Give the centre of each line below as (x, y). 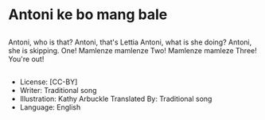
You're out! (26, 59)
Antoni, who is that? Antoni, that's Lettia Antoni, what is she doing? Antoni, (130, 42)
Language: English (50, 107)
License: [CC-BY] (49, 82)
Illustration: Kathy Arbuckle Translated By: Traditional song (116, 99)
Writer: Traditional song (58, 90)
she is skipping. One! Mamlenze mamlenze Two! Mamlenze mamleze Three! (132, 50)
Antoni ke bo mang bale (88, 15)
